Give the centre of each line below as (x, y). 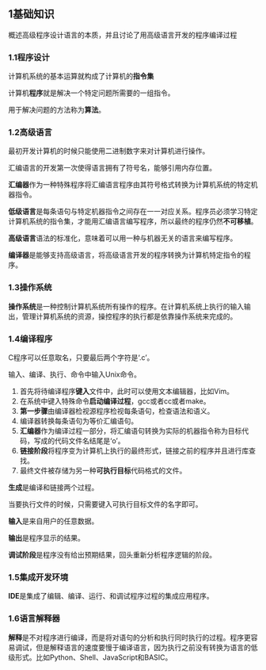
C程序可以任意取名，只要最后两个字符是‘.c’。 (81, 358)
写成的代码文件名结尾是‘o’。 (79, 441)
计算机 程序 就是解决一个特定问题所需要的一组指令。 (91, 93)
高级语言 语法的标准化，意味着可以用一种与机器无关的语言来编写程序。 (123, 238)
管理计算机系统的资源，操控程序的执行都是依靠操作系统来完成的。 (129, 316)
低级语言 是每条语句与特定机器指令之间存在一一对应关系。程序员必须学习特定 (133, 212)
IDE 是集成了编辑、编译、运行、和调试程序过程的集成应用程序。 (111, 596)
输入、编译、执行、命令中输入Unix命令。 (74, 374)
